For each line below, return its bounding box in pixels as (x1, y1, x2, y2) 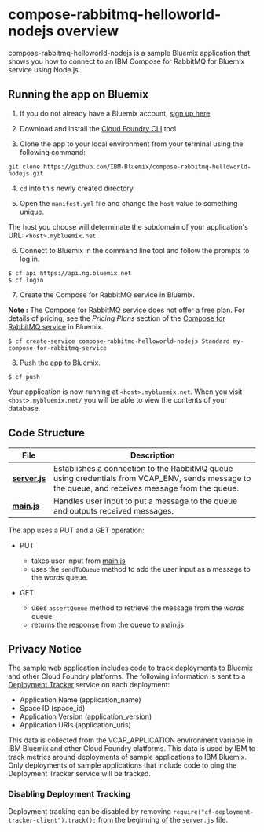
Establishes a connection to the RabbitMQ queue (53, 462, 233, 473)
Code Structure (8, 426, 85, 440)
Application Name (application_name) (19, 695, 141, 705)
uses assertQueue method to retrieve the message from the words (31, 603, 244, 613)
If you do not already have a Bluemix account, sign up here (19, 109, 211, 118)
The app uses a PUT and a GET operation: (8, 525, 145, 535)
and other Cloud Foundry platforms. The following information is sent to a (8, 672, 246, 681)
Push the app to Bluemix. (19, 358, 101, 367)
